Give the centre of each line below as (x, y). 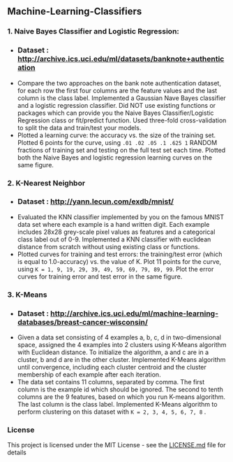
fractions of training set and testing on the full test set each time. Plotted (121, 150)
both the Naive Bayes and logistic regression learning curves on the (115, 157)
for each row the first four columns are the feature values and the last (117, 90)
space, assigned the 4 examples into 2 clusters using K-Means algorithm (122, 345)
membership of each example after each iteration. (89, 374)
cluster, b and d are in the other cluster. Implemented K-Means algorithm (121, 360)
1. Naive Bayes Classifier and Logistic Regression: (93, 31)
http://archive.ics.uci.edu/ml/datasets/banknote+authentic (121, 59)
